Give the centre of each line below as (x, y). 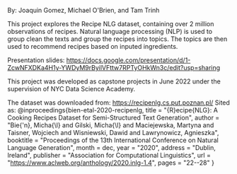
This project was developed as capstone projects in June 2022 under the (114, 81)
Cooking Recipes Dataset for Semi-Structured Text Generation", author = (114, 117)
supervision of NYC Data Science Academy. (71, 89)
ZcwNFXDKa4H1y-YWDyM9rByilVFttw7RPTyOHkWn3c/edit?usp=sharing (114, 68)
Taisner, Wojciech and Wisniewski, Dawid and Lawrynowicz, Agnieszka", (113, 133)
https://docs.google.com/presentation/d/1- (128, 60)
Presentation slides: (36, 60)
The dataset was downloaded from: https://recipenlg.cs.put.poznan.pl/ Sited (118, 103)
